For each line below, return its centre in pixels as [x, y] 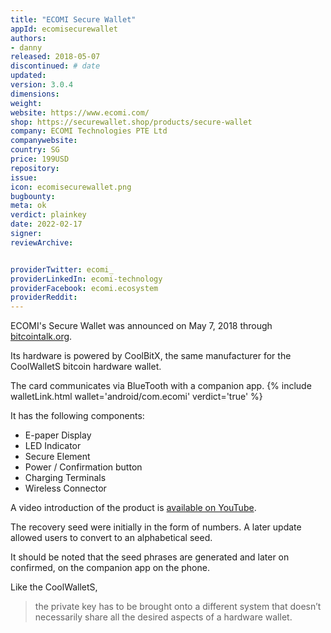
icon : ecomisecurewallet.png [71, 187]
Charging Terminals [65, 478]
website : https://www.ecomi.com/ [80, 112]
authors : [28, 38]
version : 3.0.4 [42, 85]
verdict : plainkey [48, 215]
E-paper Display [58, 435]
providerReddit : [44, 297]
